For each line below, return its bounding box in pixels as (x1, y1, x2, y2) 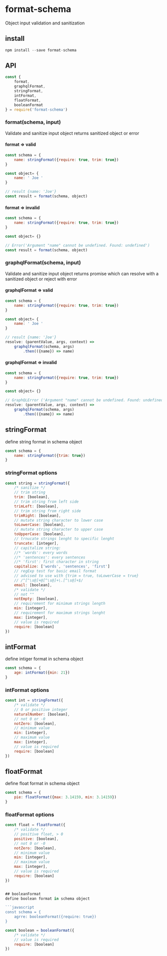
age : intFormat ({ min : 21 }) (14, 670, 70, 676)
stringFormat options (5, 469, 58, 476)
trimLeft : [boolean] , (14, 504, 59, 509)
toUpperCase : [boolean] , (14, 532, 66, 537)
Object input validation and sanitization (5, 20, 85, 26)
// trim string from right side (14, 508, 81, 514)
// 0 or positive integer (14, 707, 68, 712)
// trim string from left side (14, 499, 79, 504)
